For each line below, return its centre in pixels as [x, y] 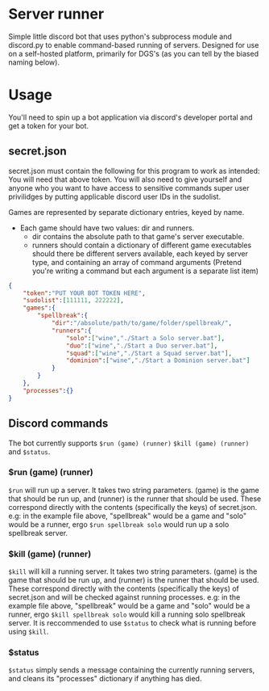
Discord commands [58, 424]
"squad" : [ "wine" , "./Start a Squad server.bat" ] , [149, 353]
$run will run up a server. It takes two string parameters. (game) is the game [134, 490]
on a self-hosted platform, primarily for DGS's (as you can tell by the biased [134, 53]
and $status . [29, 451]
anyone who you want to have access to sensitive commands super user [129, 187]
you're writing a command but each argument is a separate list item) [145, 271]
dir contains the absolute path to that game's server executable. [138, 236]
